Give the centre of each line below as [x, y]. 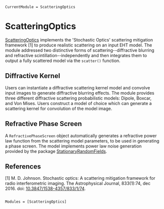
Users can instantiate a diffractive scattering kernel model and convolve [78, 87]
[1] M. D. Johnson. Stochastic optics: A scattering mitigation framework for [80, 178]
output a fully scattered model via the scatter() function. [63, 61]
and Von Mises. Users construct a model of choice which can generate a [78, 103]
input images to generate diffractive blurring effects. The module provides [80, 93]
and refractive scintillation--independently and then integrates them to [76, 55]
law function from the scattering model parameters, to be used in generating [82, 141]
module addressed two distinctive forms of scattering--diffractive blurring [80, 50]
